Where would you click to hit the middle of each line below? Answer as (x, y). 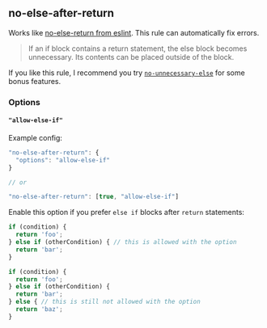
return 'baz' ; (39, 309)
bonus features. (35, 81)
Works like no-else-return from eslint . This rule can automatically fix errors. (134, 32)
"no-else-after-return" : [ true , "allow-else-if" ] (94, 197)
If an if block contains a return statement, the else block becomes (138, 48)
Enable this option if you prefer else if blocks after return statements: (127, 212)
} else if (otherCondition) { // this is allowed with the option (123, 242)
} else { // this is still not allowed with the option (104, 302)
